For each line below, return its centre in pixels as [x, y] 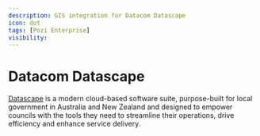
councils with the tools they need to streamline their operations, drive [121, 115]
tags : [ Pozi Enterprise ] [49, 30]
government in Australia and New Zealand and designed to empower [120, 107]
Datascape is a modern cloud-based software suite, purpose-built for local [130, 99]
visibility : [28, 38]
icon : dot [25, 23]
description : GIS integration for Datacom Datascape [97, 15]
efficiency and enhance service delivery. [75, 124]
